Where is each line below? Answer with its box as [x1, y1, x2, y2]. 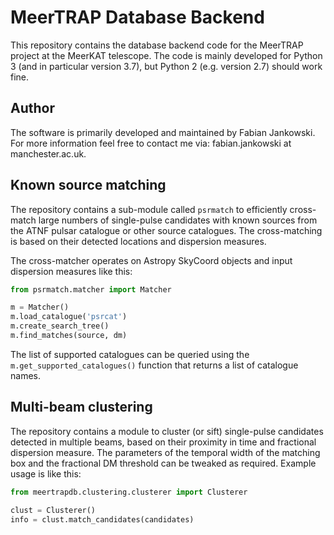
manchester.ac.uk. [10, 147, 87, 160]
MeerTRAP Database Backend [10, 6, 265, 29]
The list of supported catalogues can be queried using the [10, 348, 250, 360]
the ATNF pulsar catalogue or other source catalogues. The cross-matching [10, 224, 323, 236]
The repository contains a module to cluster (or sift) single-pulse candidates [10, 425, 324, 437]
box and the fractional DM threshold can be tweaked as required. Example [10, 457, 317, 469]
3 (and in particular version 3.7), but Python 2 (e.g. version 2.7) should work [10, 60, 323, 72]
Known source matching [10, 177, 167, 194]
